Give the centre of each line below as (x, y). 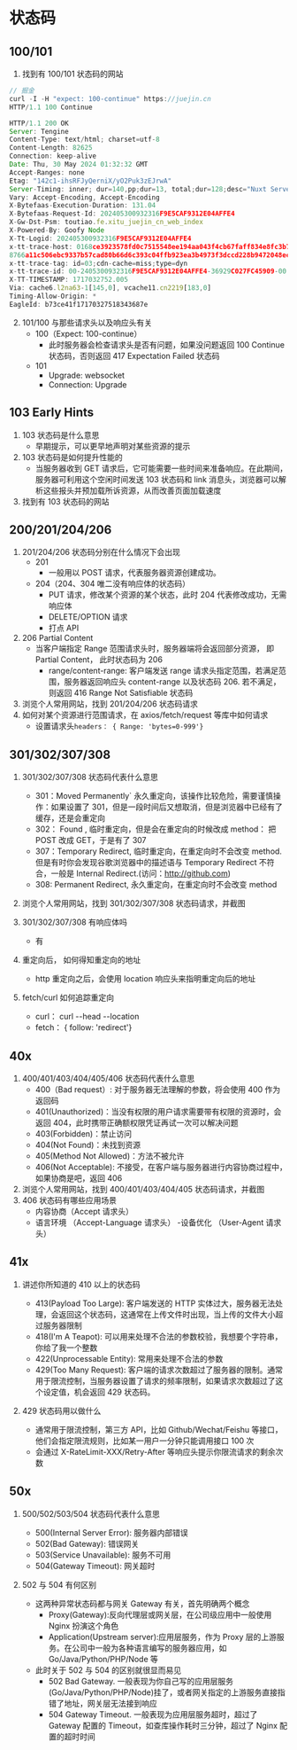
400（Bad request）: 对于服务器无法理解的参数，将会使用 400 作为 (158, 1090)
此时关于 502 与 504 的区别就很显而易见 (108, 1670)
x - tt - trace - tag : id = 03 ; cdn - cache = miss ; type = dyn (99, 263)
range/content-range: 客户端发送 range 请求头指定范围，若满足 (164, 671)
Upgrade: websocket (87, 375)
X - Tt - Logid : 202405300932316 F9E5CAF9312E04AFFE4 (100, 238)
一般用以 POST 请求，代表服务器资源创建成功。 (134, 573)
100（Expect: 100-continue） (88, 333)
